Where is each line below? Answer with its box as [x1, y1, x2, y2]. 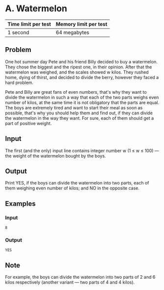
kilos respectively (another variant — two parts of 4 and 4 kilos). [5, 279, 135, 285]
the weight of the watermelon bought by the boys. [5, 153, 106, 158]
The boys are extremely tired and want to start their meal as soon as [5, 105, 143, 110]
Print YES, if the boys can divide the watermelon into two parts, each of [5, 180, 149, 186]
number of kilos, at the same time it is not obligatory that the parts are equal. [5, 99, 160, 105]
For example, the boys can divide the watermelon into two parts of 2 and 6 [5, 274, 156, 280]
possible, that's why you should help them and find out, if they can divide [5, 110, 153, 116]
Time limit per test [7, 21, 51, 27]
